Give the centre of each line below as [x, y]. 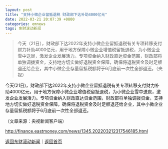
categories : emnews [25, 24]
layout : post [19, 10]
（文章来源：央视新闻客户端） [36, 121]
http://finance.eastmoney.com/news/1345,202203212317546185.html [77, 131]
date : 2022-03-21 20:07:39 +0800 [40, 19]
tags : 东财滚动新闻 [23, 29]
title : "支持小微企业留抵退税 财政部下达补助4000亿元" [56, 15]
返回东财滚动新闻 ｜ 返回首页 [34, 141]
